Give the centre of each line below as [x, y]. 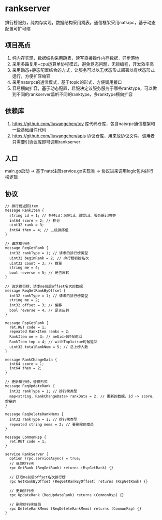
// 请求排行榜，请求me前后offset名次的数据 [44, 286]
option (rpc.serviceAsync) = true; [45, 458]
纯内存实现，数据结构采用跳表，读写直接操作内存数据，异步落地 [75, 58]
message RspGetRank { [27, 323]
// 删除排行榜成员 [25, 504]
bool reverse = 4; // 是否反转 [39, 311]
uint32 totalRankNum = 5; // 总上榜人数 [49, 347]
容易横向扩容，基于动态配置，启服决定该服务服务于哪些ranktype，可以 [82, 88]
